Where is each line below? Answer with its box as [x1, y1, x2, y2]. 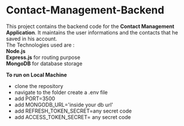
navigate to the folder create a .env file [14, 89, 108, 96]
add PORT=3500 [14, 94, 55, 102]
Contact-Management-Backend [6, 3, 165, 17]
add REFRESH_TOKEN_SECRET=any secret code [14, 107, 132, 114]
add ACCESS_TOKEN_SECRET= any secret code [14, 113, 131, 120]
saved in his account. [6, 35, 57, 42]
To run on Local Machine [6, 71, 67, 78]
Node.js [6, 47, 26, 54]
